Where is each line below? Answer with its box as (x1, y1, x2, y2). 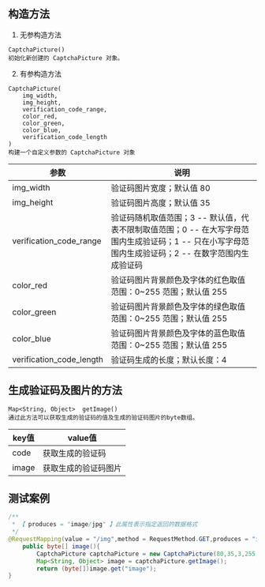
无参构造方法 (19, 30, 62, 40)
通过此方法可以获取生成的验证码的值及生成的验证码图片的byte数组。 (8, 413, 199, 421)
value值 (67, 432, 97, 443)
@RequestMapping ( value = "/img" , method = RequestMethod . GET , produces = (8, 536, 248, 544)
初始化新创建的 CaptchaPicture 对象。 (8, 54, 124, 62)
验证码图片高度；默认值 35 (110, 197, 211, 208)
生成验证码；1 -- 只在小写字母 (126, 235, 242, 246)
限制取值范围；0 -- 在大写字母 (126, 224, 242, 235)
